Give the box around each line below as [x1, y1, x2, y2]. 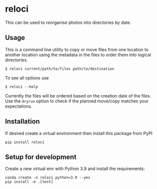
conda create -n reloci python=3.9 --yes [5, 175, 91, 180]
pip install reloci [5, 140, 45, 145]
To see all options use [5, 75, 49, 81]
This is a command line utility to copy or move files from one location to [5, 46, 149, 52]
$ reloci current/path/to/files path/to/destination [5, 66, 115, 71]
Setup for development [5, 152, 77, 161]
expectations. [5, 103, 33, 109]
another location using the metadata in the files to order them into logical [5, 52, 151, 57]
